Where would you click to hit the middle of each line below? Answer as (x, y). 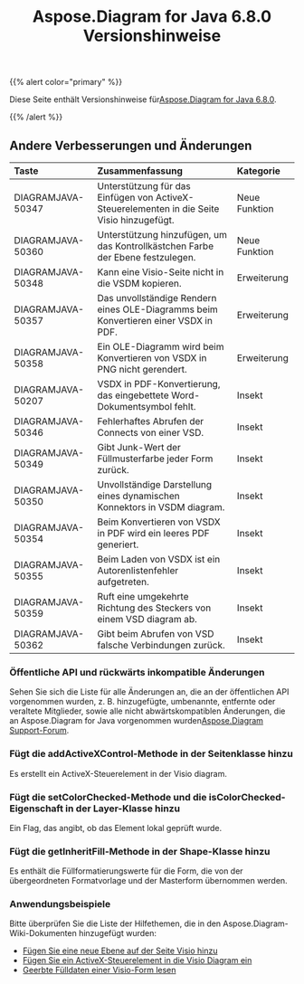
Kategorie (258, 171)
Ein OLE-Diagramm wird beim (161, 347)
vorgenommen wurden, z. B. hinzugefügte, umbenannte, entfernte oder (142, 702)
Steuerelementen (133, 208)
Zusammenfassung (140, 171)
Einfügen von (125, 198)
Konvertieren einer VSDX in (155, 321)
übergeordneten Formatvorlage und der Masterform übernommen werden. (148, 881)
